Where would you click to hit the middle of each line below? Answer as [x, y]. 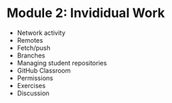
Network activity [41, 33]
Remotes [30, 40]
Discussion [33, 93]
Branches [31, 55]
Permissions [35, 78]
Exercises [31, 85]
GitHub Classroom [44, 70]
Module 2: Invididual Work [86, 13]
